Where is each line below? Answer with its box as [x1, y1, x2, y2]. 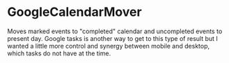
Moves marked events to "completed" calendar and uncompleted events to [7, 27, 223, 35]
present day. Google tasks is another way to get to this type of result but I [7, 34, 218, 42]
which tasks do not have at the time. [7, 49, 111, 57]
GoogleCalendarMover [7, 4, 142, 20]
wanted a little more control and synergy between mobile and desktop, [7, 42, 210, 50]
